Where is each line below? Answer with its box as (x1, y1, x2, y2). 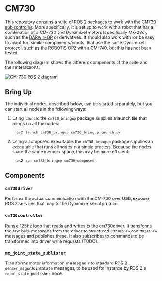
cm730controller (5, 213, 44, 218)
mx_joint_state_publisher (5, 250, 66, 256)
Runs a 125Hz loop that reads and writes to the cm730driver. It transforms (5, 223, 152, 229)
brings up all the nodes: (12, 120, 59, 126)
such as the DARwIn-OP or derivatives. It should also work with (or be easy (5, 34, 155, 40)
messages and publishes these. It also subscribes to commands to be (5, 233, 144, 239)
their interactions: (5, 64, 40, 70)
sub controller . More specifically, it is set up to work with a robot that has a (5, 24, 154, 30)
